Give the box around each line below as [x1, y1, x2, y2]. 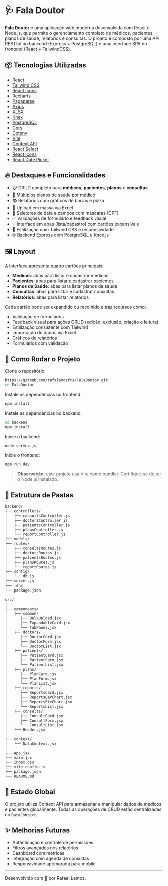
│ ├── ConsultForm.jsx [5, 718, 64, 723]
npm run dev [5, 462, 30, 467]
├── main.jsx [5, 755, 32, 760]
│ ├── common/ [5, 611, 39, 616]
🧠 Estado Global [5, 788, 56, 796]
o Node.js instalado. [17, 476, 59, 482]
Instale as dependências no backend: [5, 410, 82, 416]
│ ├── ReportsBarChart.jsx [5, 695, 72, 700]
